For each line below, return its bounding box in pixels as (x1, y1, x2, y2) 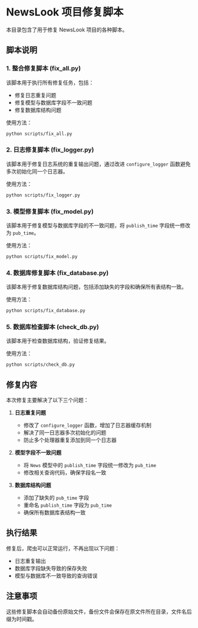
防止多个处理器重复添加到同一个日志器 (23, 436, 117, 443)
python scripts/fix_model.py (6, 253, 78, 259)
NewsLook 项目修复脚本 (6, 5, 124, 19)
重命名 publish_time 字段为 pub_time (23, 501, 112, 508)
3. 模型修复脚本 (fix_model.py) (6, 207, 94, 215)
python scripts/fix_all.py (6, 131, 72, 137)
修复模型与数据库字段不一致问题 (14, 99, 93, 106)
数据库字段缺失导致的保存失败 (14, 565, 87, 572)
